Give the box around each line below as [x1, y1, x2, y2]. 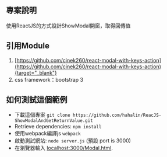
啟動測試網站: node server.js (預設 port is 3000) [14, 137, 131, 144]
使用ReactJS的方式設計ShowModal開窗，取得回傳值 [6, 22, 131, 29]
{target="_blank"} [14, 69, 57, 76]
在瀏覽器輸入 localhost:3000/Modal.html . [14, 145, 113, 152]
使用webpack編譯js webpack [14, 130, 81, 137]
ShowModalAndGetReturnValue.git [14, 118, 93, 124]
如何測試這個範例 [6, 95, 67, 105]
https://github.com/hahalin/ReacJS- [72, 113, 162, 118]
